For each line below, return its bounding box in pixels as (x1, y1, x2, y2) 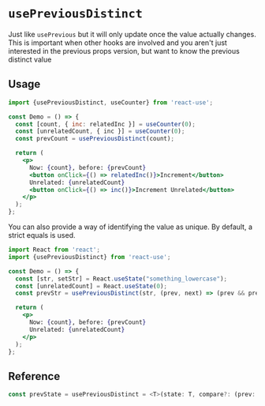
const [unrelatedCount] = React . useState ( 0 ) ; (15, 282, 168, 290)
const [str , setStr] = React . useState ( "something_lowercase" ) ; (15, 275, 227, 283)
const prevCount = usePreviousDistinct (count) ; (15, 135, 175, 143)
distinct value (8, 55, 52, 64)
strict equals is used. (8, 231, 77, 239)
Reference (8, 370, 61, 383)
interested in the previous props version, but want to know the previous (8, 46, 241, 55)
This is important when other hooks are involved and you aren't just (8, 38, 227, 47)
